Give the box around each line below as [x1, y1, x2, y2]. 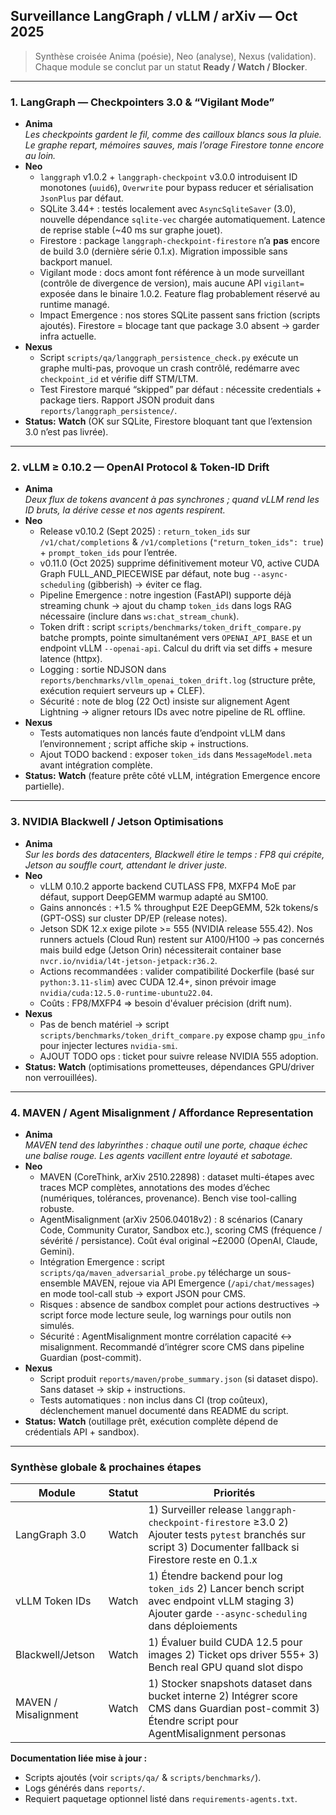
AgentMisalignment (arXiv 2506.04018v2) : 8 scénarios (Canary [39, 1214, 303, 1225]
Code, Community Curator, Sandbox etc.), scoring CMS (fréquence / [39, 1224, 323, 1236]
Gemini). [39, 1245, 75, 1257]
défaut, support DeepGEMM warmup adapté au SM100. [39, 890, 269, 903]
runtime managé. [39, 299, 110, 311]
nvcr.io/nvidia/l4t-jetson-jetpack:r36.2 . [39, 954, 218, 966]
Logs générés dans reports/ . [24, 1782, 146, 1794]
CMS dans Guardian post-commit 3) [148, 1702, 320, 1716]
